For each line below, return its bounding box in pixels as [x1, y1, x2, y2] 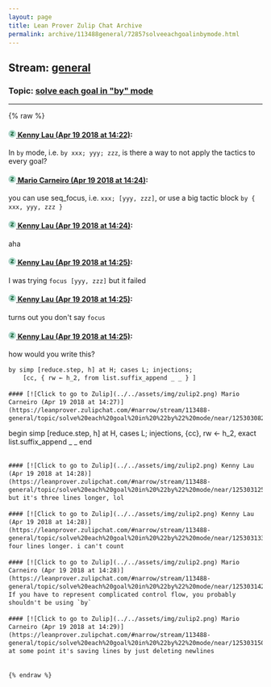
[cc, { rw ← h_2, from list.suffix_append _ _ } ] [23, 374, 197, 382]
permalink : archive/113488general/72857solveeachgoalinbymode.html [8, 30, 240, 38]
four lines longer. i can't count [8, 543, 125, 551]
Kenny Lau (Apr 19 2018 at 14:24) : [17, 221, 133, 231]
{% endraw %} [8, 672, 52, 680]
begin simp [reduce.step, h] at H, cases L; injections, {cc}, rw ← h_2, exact [8, 428, 256, 439]
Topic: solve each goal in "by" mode [8, 85, 154, 96]
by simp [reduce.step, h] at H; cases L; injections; [8, 366, 194, 374]
